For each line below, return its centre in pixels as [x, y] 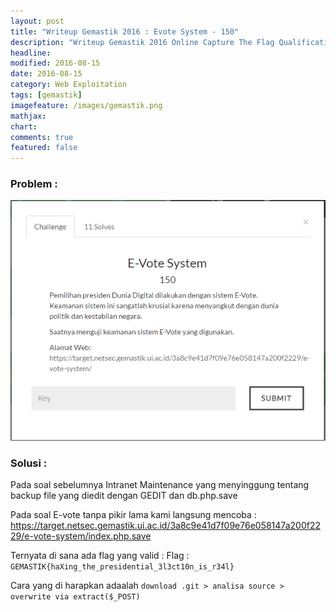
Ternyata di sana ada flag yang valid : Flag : [100, 556]
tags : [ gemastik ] [46, 95]
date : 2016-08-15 [46, 74]
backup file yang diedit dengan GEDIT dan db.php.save [124, 496]
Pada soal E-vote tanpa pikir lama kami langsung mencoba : [133, 515]
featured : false [44, 148]
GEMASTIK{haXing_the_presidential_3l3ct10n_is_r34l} [122, 567]
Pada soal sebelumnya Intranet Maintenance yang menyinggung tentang [160, 485]
